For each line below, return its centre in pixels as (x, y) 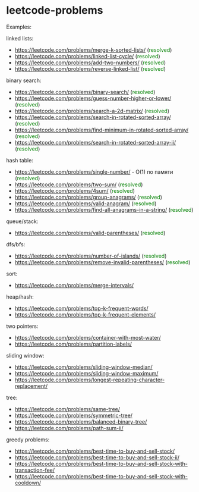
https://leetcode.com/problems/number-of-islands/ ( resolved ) (91, 256)
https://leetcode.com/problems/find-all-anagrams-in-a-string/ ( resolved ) (104, 209)
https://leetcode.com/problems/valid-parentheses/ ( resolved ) (90, 233)
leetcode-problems (55, 10)
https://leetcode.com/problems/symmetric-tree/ (73, 415)
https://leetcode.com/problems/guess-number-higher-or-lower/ (93, 98)
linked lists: (20, 38)
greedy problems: (28, 439)
